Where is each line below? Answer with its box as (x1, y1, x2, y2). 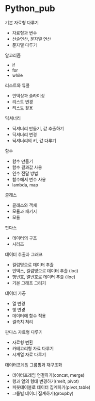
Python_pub (5, 3, 55, 14)
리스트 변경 (12, 99, 33, 104)
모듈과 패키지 (12, 208, 37, 214)
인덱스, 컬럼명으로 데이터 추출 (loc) (12, 267, 79, 273)
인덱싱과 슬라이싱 (12, 93, 45, 99)
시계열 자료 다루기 (12, 351, 46, 357)
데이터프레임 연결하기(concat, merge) (12, 372, 85, 378)
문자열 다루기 (12, 42, 37, 48)
